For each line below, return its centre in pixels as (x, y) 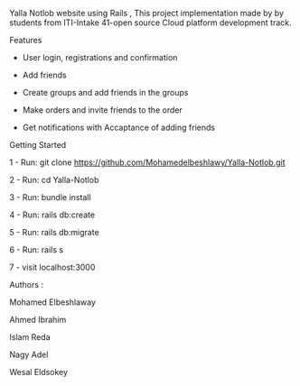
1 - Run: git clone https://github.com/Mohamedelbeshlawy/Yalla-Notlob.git (148, 162)
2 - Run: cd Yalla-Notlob (54, 180)
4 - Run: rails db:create (52, 215)
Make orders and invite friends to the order (102, 110)
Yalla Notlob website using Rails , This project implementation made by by (147, 13)
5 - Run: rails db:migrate (54, 232)
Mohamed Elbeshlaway (53, 302)
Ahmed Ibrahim (38, 320)
